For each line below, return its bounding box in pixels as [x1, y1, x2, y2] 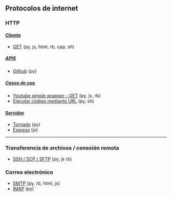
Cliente [5, 32, 21, 38]
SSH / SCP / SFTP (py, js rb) [12, 156, 72, 162]
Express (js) [12, 126, 38, 133]
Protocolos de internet [5, 4, 78, 13]
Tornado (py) [12, 121, 41, 127]
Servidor [5, 110, 25, 116]
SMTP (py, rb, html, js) [12, 180, 60, 186]
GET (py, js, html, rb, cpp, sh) [12, 43, 75, 50]
